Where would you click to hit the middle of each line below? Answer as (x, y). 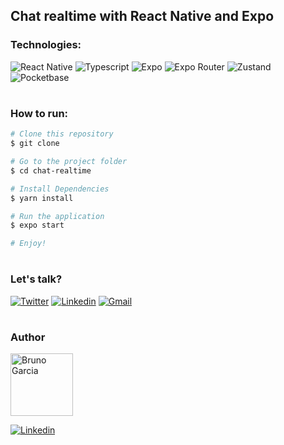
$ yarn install (42, 198)
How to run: (39, 113)
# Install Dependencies (60, 189)
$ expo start (37, 225)
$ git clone (35, 144)
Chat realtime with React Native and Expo (142, 16)
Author (28, 337)
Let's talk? (36, 279)
